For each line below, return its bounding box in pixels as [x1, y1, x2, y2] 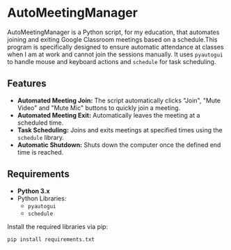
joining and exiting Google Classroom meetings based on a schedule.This [7, 35, 218, 43]
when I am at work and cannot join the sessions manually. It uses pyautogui [7, 50, 223, 58]
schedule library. [17, 133, 65, 141]
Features [7, 78, 47, 90]
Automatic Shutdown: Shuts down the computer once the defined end [17, 141, 221, 149]
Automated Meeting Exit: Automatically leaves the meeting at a [17, 111, 200, 119]
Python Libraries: [17, 194, 67, 203]
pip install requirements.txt [7, 235, 95, 243]
